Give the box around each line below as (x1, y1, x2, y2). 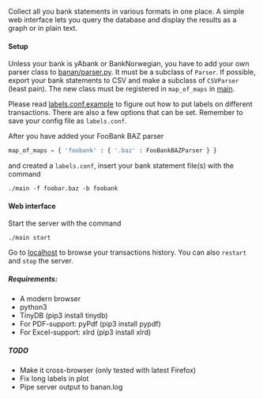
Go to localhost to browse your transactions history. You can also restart (8, 248, 247, 257)
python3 (19, 303, 47, 312)
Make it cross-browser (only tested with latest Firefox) (19, 366, 197, 375)
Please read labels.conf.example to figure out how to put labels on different (8, 99, 253, 109)
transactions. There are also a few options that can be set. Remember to (8, 108, 243, 117)
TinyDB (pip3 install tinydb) (19, 311, 108, 320)
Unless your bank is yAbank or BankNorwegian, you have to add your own (8, 59, 250, 69)
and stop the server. (8, 256, 73, 266)
